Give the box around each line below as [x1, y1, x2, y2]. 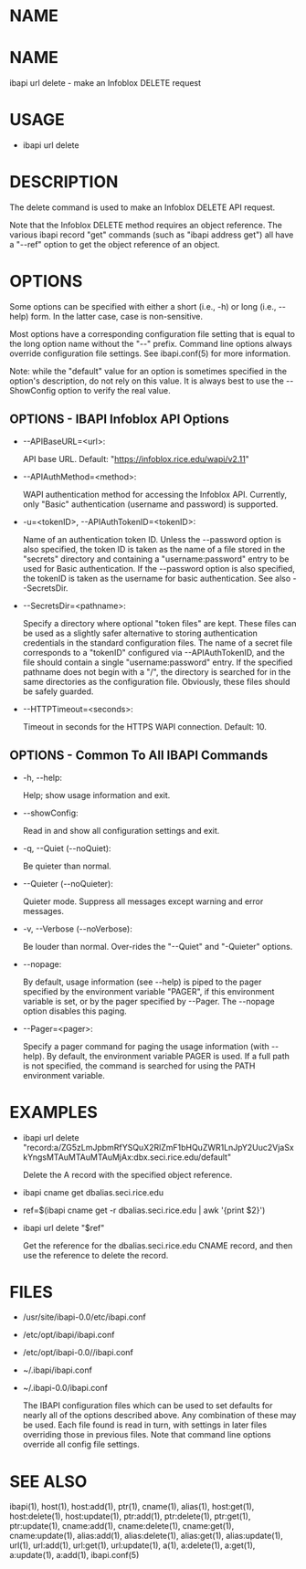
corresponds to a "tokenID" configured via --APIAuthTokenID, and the [22, 647, 285, 658]
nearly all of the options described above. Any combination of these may [22, 1410, 297, 1421]
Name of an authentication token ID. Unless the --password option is [22, 533, 281, 544]
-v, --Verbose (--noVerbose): [22, 923, 132, 934]
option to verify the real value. [58, 384, 171, 395]
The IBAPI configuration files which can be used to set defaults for [22, 1400, 273, 1411]
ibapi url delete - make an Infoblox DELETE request [9, 78, 202, 89]
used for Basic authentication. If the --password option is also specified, [22, 563, 295, 574]
